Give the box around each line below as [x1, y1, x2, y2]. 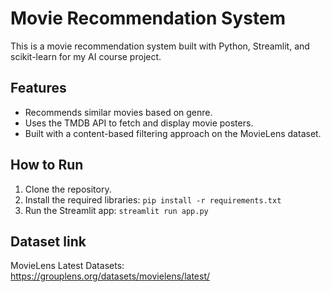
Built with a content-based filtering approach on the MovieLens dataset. [24, 127, 322, 139]
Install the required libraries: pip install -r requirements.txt [24, 193, 282, 206]
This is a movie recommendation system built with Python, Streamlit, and [10, 40, 310, 52]
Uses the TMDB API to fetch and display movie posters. [24, 117, 254, 129]
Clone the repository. [24, 183, 112, 195]
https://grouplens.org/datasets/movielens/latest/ [10, 270, 211, 282]
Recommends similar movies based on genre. [24, 106, 213, 118]
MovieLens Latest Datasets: [10, 260, 125, 272]
